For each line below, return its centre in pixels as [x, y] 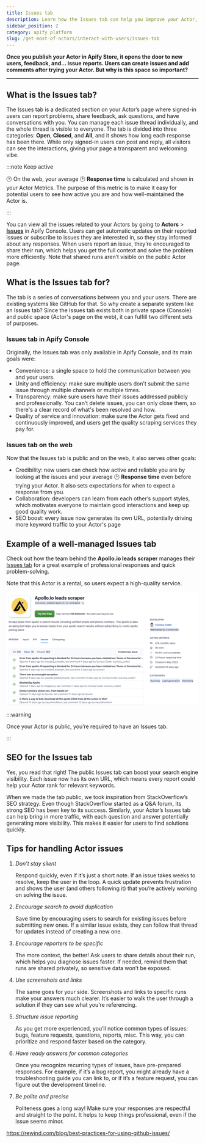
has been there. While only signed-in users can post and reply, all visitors [99, 142]
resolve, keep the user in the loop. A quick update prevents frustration [103, 882]
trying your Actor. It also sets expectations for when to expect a [95, 486]
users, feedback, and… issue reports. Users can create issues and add [98, 64]
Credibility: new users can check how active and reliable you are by [100, 470]
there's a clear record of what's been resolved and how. [85, 410]
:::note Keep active [30, 166]
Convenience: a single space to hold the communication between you [103, 371]
